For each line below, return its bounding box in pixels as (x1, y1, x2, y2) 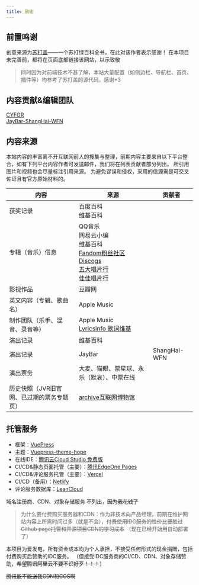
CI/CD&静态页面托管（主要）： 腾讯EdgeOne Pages (14, 463, 137, 470)
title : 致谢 (6, 8, 34, 15)
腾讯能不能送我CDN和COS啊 (6, 573, 76, 580)
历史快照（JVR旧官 (9, 384, 62, 393)
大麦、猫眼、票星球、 (79, 365, 139, 373)
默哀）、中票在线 (91, 374, 136, 382)
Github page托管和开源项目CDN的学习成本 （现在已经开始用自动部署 (20, 525, 188, 532)
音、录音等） (9, 325, 46, 333)
